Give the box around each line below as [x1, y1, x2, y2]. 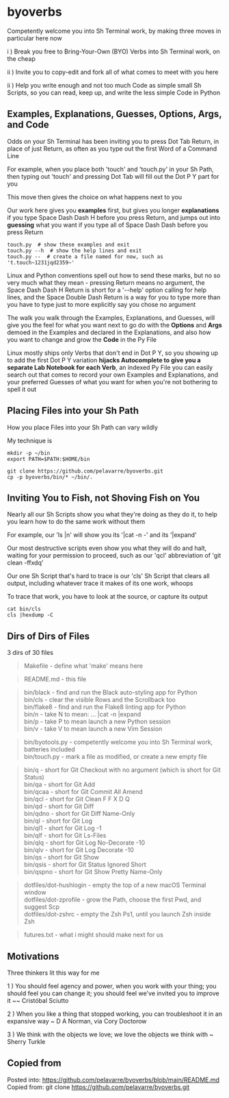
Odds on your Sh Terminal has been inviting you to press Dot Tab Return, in [7, 137, 219, 145]
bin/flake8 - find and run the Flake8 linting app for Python [23, 703, 187, 711]
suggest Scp [23, 903, 60, 911]
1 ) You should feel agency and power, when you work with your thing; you [7, 982, 217, 990]
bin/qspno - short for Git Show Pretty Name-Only [23, 868, 163, 876]
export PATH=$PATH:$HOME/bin [7, 456, 90, 462]
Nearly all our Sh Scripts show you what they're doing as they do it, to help [7, 510, 217, 519]
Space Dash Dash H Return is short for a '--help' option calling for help [7, 286, 207, 294]
